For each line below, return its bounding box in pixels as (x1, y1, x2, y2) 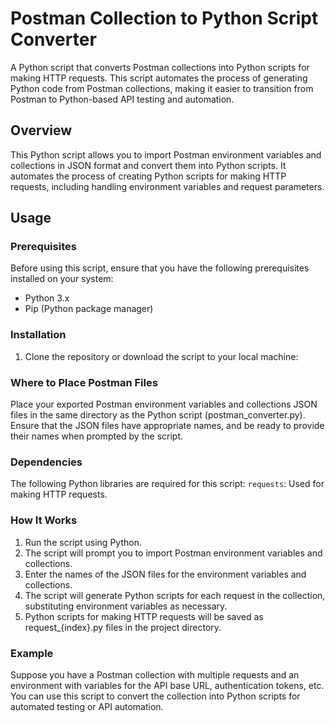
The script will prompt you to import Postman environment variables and (24, 547, 323, 559)
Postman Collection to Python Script (10, 7, 319, 30)
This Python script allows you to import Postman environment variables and (10, 148, 322, 161)
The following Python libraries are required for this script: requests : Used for (10, 478, 325, 490)
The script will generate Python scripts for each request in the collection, (24, 589, 326, 601)
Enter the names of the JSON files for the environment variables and (24, 568, 307, 580)
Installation (10, 328, 67, 342)
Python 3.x (24, 292, 70, 304)
